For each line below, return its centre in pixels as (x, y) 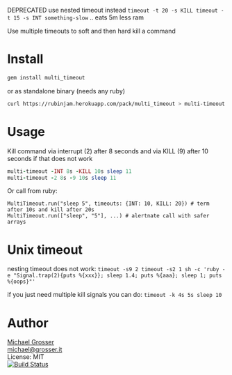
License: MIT (26, 357)
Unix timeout (45, 250)
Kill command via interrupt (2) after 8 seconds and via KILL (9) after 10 (108, 151)
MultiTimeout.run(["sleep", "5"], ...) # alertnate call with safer (108, 216)
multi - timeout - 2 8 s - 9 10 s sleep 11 (62, 178)
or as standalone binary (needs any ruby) (66, 91)
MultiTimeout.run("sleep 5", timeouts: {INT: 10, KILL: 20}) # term (108, 204)
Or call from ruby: (32, 191)
